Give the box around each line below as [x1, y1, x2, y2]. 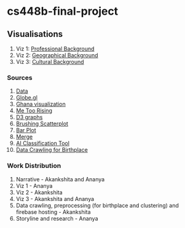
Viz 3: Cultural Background [15, 58, 85, 65]
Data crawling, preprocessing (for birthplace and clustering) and [15, 202, 179, 209]
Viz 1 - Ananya [15, 182, 53, 189]
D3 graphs [15, 114, 43, 121]
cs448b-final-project [7, 4, 119, 18]
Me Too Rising [15, 107, 53, 114]
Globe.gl [15, 94, 37, 101]
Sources [7, 73, 33, 82]
